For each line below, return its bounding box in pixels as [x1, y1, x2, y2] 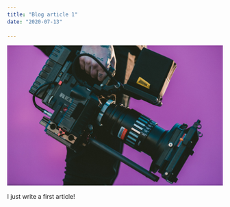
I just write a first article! [7, 193, 75, 201]
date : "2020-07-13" [7, 18, 63, 25]
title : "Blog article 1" [7, 11, 78, 18]
